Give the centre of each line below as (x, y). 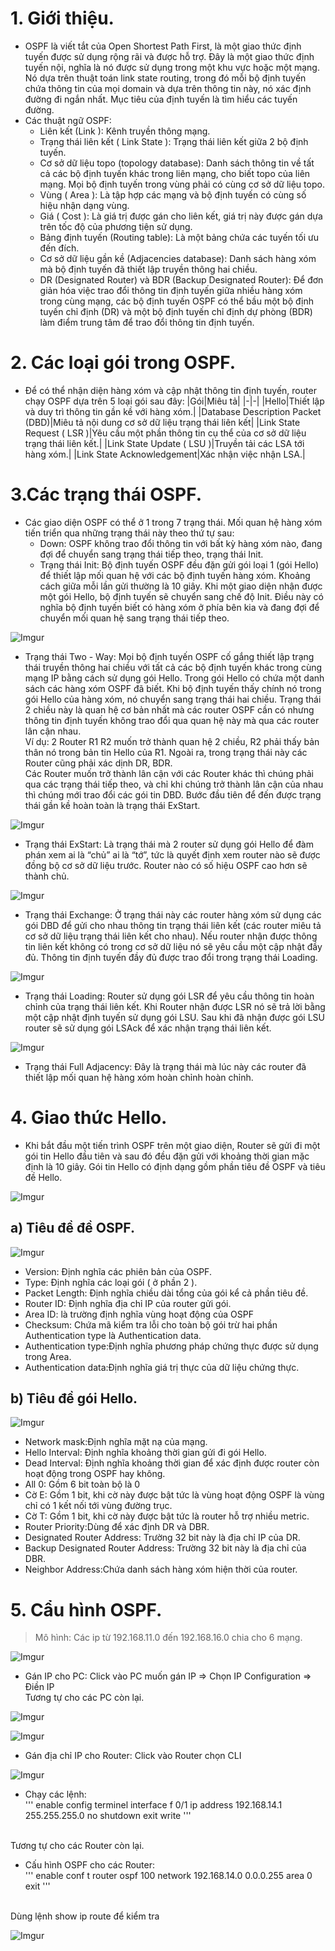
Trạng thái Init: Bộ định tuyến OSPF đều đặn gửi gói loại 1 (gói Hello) (179, 564)
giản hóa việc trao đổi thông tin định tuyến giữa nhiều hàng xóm (171, 290)
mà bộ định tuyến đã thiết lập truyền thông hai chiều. (148, 269)
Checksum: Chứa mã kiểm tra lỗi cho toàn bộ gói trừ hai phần (151, 1324)
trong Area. (48, 1356)
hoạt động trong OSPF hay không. (95, 1474)
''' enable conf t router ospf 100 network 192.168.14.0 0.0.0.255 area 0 (168, 1876)
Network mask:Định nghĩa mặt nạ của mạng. (116, 1442)
